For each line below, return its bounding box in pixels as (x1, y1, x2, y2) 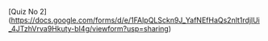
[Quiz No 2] (8, 7, 47, 16)
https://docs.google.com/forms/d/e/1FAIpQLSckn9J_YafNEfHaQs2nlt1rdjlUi (10, 15, 260, 25)
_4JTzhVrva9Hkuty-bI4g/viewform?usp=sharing (8, 24, 170, 33)
